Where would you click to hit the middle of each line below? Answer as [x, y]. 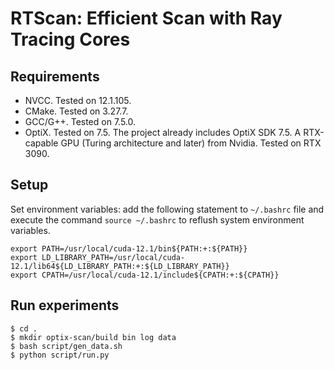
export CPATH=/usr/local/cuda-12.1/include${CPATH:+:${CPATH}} [145, 275]
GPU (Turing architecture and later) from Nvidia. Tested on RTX [191, 143]
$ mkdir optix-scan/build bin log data [93, 337]
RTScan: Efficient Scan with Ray [146, 18]
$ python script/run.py [60, 355]
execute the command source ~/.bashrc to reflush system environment [157, 219]
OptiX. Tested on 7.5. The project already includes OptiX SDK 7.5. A [163, 132]
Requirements [55, 76]
